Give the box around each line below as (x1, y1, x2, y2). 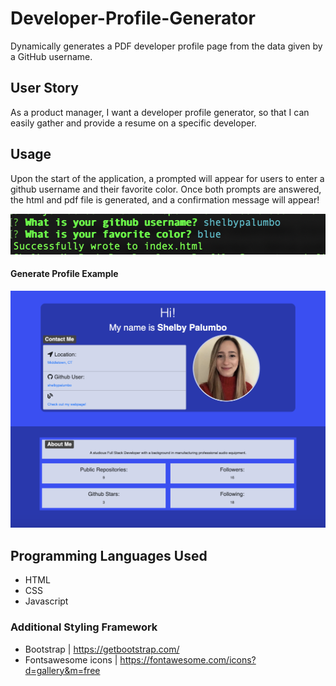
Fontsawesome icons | (24, 653, 118, 666)
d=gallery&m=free (24, 664, 101, 676)
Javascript (24, 595, 69, 607)
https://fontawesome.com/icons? (119, 653, 257, 666)
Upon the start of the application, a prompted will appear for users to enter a (10, 172, 325, 184)
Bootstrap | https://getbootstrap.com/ (24, 643, 180, 655)
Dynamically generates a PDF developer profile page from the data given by (10, 40, 323, 52)
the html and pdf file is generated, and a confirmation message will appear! (10, 193, 320, 206)
